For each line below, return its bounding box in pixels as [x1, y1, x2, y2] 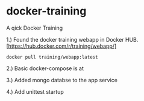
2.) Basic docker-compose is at [6, 65, 84, 72]
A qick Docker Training [6, 24, 63, 31]
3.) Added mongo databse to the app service [6, 76, 117, 83]
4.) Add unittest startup [6, 88, 64, 95]
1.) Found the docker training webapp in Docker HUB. [6, 36, 139, 43]
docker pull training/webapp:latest [6, 54, 98, 60]
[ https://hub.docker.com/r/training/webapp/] [6, 42, 117, 50]
